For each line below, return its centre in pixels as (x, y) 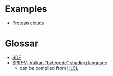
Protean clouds (28, 23)
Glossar (22, 43)
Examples (26, 9)
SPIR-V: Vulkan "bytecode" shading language (60, 63)
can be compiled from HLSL (49, 68)
